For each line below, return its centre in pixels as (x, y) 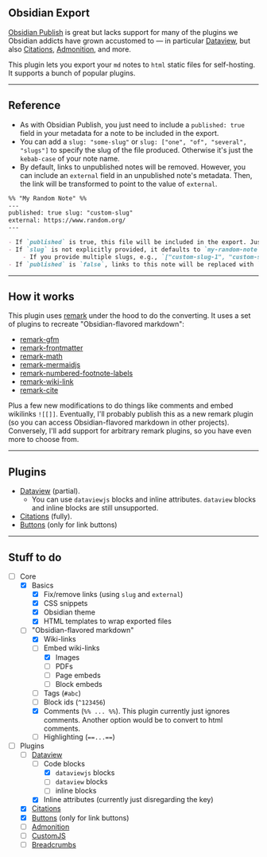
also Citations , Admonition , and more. (70, 49)
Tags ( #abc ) (62, 693)
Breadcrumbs (54, 844)
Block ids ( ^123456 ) (74, 702)
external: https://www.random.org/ (67, 221)
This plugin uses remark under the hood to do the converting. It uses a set (130, 316)
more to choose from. (44, 440)
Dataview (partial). (50, 491)
